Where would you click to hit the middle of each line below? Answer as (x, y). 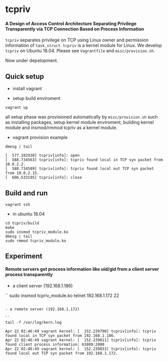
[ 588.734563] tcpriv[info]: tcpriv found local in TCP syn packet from (84, 160)
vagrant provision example (40, 138)
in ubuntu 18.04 (29, 214)
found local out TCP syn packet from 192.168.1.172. (62, 353)
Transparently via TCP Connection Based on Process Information (75, 29)
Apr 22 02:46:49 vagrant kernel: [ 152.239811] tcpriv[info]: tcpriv (81, 340)
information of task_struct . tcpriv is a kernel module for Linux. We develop (84, 45)
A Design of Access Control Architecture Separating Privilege (71, 23)
